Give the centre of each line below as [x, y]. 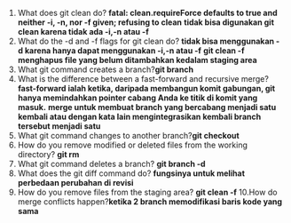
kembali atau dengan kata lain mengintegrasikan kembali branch [139, 116]
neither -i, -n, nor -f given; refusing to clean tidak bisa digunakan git [146, 22]
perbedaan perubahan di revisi [75, 183]
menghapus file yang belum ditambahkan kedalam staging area [137, 60]
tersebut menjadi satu [59, 126]
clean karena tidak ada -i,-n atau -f [83, 32]
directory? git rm [48, 154]
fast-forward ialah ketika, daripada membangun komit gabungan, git [146, 88]
